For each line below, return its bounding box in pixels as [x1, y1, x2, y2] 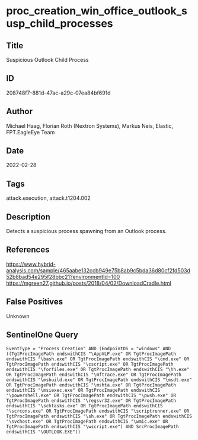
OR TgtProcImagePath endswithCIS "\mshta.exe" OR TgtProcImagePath [6, 382, 177, 388]
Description [6, 212, 50, 222]
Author [6, 106, 33, 117]
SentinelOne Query [6, 330, 79, 340]
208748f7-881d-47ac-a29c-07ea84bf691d [6, 89, 111, 96]
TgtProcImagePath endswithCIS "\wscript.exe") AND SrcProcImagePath [6, 423, 179, 429]
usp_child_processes [6, 17, 114, 30]
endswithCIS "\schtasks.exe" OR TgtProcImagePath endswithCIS [6, 403, 163, 408]
